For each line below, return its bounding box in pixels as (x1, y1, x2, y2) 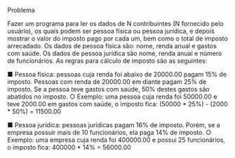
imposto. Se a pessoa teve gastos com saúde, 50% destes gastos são (7, 85, 210, 93)
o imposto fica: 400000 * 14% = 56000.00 (7, 143, 131, 151)
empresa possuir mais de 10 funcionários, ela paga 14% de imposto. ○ (7, 129, 212, 136)
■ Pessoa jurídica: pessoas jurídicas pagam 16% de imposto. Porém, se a (7, 121, 221, 129)
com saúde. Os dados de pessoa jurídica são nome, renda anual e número (7, 49, 222, 57)
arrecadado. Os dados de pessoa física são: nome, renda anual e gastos (7, 42, 217, 50)
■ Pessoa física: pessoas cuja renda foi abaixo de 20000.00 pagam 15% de (7, 70, 227, 78)
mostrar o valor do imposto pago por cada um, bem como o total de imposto (7, 34, 228, 43)
